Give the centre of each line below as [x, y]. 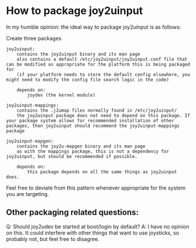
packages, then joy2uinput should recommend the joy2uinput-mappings [93, 126]
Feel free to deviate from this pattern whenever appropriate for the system [96, 188]
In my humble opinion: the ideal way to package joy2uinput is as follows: [94, 27]
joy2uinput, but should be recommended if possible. [72, 156]
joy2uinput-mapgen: [30, 141]
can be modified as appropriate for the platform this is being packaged [98, 64]
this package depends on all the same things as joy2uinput [102, 172]
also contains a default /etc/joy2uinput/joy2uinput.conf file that [102, 59]
